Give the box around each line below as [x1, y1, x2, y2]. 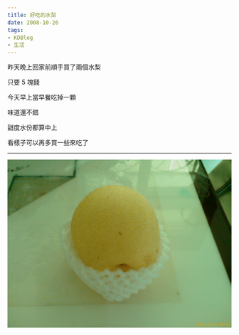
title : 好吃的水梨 [7, 11, 57, 18]
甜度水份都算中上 [7, 123, 58, 132]
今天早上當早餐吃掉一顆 [7, 93, 76, 102]
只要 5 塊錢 [7, 78, 41, 87]
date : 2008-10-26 [7, 18, 59, 26]
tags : [7, 26, 23, 33]
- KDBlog [7, 34, 33, 41]
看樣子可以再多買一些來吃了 [7, 139, 89, 147]
